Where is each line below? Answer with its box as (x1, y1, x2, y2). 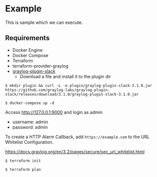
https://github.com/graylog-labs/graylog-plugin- (5, 88, 110, 92)
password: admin (12, 124, 48, 130)
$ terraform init (5, 158, 41, 163)
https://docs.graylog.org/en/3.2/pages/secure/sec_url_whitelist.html (5, 149, 145, 155)
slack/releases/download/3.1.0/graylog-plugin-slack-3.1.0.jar (5, 91, 139, 97)
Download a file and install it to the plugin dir (19, 73, 111, 80)
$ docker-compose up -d (5, 100, 55, 105)
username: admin (12, 119, 49, 125)
